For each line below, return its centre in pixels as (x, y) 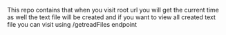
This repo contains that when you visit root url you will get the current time (113, 10)
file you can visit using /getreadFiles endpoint (72, 24)
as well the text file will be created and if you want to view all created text (112, 17)
